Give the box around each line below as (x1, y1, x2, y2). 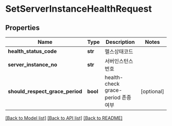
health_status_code (8, 48, 57, 55)
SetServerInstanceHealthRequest (5, 3, 152, 15)
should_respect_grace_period (8, 88, 82, 95)
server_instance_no (8, 61, 57, 68)
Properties (5, 23, 40, 32)
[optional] (140, 88, 164, 95)
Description (105, 39, 135, 45)
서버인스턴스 (104, 58, 134, 64)
